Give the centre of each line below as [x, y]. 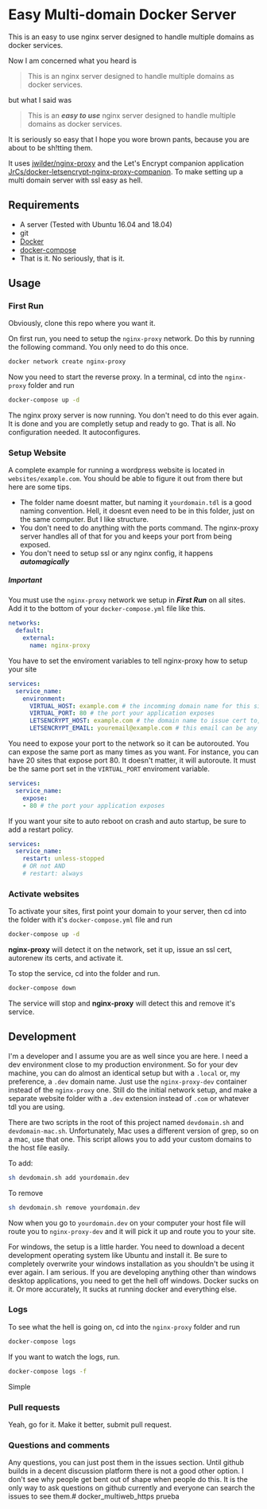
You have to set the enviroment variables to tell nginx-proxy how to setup [128, 660]
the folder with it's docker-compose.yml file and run [90, 920]
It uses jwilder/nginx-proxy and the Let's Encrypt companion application [126, 163]
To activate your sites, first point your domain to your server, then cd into [128, 911]
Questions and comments [59, 1445]
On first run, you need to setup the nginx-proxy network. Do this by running [132, 339]
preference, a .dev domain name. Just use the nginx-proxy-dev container [128, 1081]
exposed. [35, 545]
